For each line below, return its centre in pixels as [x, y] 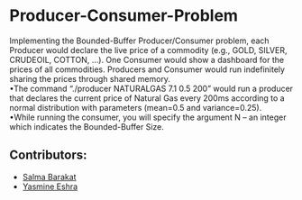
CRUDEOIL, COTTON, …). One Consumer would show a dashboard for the [147, 59]
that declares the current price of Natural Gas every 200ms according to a [147, 98]
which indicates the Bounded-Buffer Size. [87, 126]
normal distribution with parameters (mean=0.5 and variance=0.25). [136, 107]
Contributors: [48, 155]
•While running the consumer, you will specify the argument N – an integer [148, 117]
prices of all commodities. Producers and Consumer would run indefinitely [147, 69]
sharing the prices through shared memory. [90, 78]
